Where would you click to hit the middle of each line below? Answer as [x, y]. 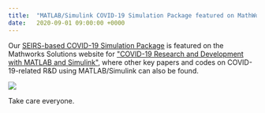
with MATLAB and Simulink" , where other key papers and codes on [117, 62]
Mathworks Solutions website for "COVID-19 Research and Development [126, 54]
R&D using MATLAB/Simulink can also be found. [121, 70]
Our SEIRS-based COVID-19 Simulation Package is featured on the [116, 45]
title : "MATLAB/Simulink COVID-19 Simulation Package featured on [121, 15]
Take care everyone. [41, 100]
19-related [25, 70]
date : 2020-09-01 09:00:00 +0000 [67, 23]
